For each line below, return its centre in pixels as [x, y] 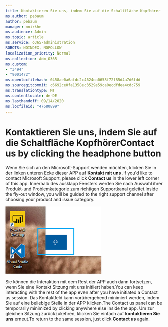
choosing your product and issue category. [50, 200]
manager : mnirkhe [23, 27]
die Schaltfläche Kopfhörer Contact [80, 143]
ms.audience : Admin [26, 32]
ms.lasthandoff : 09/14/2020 [35, 101]
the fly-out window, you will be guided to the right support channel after [80, 194]
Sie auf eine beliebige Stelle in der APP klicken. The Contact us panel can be [84, 303]
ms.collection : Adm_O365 [31, 59]
